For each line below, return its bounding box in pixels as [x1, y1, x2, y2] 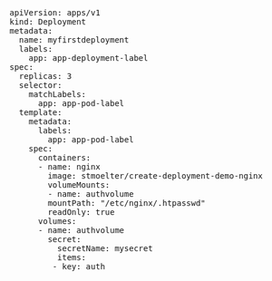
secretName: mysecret [57, 244, 153, 253]
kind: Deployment [9, 17, 86, 26]
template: [18, 108, 63, 117]
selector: [18, 81, 63, 90]
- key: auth [52, 262, 106, 271]
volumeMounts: [47, 180, 111, 189]
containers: [37, 153, 92, 162]
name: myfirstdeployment [18, 35, 130, 44]
